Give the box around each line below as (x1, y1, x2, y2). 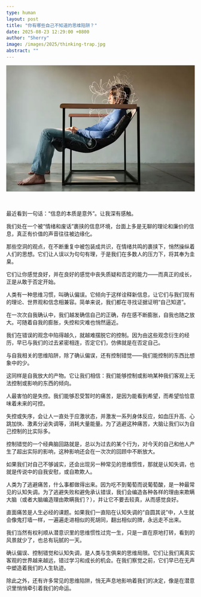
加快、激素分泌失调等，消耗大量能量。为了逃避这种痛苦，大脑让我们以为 (11, 420, 190, 427)
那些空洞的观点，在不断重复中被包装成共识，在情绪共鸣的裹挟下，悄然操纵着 (6, 243, 195, 250)
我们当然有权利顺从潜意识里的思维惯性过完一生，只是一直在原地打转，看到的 (6, 529, 195, 536)
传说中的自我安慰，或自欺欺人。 (16, 468, 96, 475)
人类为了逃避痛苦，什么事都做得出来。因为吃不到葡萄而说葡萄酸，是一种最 (6, 480, 190, 488)
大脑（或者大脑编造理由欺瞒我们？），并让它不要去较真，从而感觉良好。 (6, 495, 182, 503)
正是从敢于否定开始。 (6, 278, 59, 285)
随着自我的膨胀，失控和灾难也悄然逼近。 (22, 318, 121, 326)
